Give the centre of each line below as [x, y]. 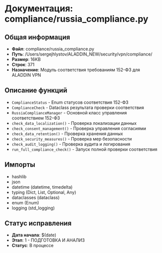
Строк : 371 [23, 65]
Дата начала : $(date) [34, 235]
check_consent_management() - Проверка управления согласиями [79, 128]
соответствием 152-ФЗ [36, 118]
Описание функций [36, 91]
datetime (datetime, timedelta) [42, 187]
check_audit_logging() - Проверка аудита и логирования [71, 144]
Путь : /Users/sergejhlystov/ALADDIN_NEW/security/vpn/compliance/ [82, 54]
